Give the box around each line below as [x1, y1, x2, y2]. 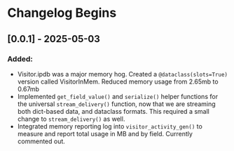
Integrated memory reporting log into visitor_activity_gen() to [17, 122, 203, 131]
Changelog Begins [7, 5, 117, 21]
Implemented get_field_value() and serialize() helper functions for [17, 92, 219, 100]
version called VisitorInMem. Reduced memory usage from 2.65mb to [17, 77, 219, 86]
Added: [7, 54, 33, 64]
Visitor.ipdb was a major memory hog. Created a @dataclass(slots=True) [17, 70, 228, 78]
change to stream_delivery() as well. [17, 114, 125, 123]
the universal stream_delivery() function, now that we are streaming [17, 100, 216, 108]
